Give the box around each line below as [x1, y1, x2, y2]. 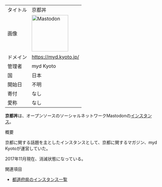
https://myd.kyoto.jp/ [32, 53, 80, 60]
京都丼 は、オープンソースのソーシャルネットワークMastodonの [5, 113, 131, 119]
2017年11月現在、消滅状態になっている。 [5, 156, 86, 162]
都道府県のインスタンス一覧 [12, 177, 68, 182]
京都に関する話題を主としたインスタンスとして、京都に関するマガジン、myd [5, 139, 158, 145]
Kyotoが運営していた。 [5, 146, 51, 151]
